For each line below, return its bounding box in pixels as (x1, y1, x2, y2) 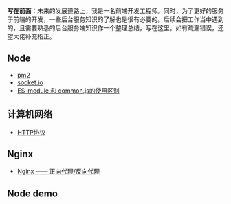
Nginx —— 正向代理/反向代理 (16, 168, 100, 176)
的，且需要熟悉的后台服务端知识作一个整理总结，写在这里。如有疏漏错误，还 (7, 24, 224, 32)
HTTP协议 (16, 128, 46, 136)
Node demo (7, 188, 58, 199)
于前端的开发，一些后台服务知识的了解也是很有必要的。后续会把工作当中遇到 (7, 15, 224, 23)
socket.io (16, 78, 43, 87)
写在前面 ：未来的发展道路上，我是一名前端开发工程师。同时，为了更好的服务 (7, 7, 224, 14)
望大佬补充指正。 (7, 32, 56, 41)
